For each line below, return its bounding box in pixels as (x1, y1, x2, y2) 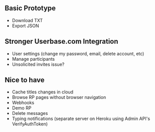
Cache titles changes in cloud (12, 89, 74, 95)
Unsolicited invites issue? (12, 61, 65, 67)
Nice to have (5, 76, 45, 84)
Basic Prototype (5, 4, 56, 13)
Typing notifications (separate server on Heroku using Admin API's (12, 115, 150, 122)
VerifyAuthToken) (12, 121, 48, 127)
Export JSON (12, 23, 40, 29)
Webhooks (12, 100, 35, 106)
